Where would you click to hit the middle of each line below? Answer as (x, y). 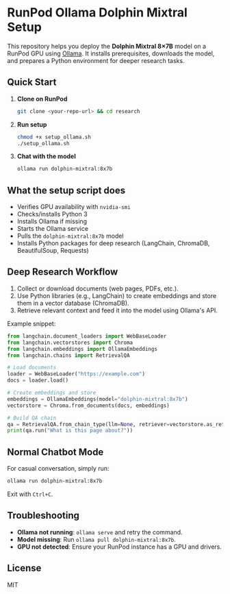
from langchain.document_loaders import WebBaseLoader (87, 336)
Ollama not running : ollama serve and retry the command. (100, 532)
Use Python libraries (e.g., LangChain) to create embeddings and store (117, 295)
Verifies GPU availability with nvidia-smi (74, 207)
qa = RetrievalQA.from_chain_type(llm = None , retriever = (88, 424)
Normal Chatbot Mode (55, 452)
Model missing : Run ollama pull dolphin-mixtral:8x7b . (96, 539)
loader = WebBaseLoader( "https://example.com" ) (76, 374)
